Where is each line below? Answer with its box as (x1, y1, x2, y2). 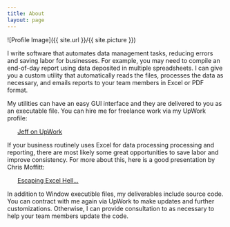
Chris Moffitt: (7, 163, 45, 171)
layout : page (7, 17, 45, 24)
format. (7, 86, 28, 94)
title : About (7, 10, 45, 17)
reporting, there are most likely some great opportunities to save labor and (7, 148, 219, 156)
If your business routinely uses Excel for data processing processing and (7, 140, 215, 149)
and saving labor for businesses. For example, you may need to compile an (7, 56, 220, 64)
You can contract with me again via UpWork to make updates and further (7, 197, 215, 205)
